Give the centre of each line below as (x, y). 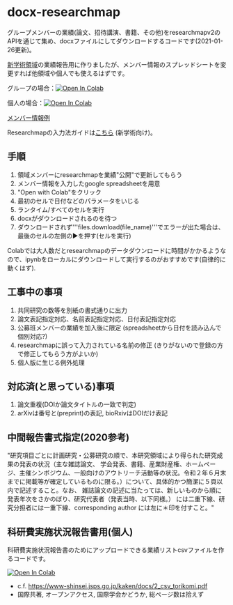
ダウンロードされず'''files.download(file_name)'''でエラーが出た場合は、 (121, 227)
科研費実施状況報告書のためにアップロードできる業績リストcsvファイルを (113, 550)
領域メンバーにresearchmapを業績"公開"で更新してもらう (100, 174)
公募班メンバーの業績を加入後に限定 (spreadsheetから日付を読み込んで (119, 328)
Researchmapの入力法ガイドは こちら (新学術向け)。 (82, 132)
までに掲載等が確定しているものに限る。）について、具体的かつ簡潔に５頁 (112, 482)
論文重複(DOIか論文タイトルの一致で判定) (77, 404)
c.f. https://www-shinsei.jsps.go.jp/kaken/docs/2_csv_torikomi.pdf (112, 586)
